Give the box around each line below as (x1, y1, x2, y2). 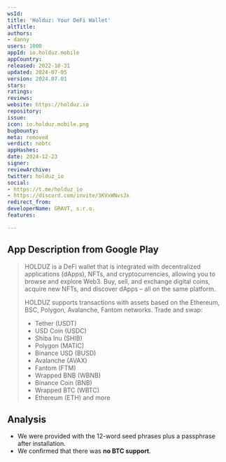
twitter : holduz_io (7, 173, 64, 180)
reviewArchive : (7, 166, 52, 173)
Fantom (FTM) (34, 363, 76, 372)
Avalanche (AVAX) (34, 356, 87, 364)
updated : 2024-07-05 (7, 68, 68, 75)
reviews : (7, 95, 33, 102)
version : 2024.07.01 (7, 75, 68, 82)
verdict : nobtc (7, 140, 52, 147)
